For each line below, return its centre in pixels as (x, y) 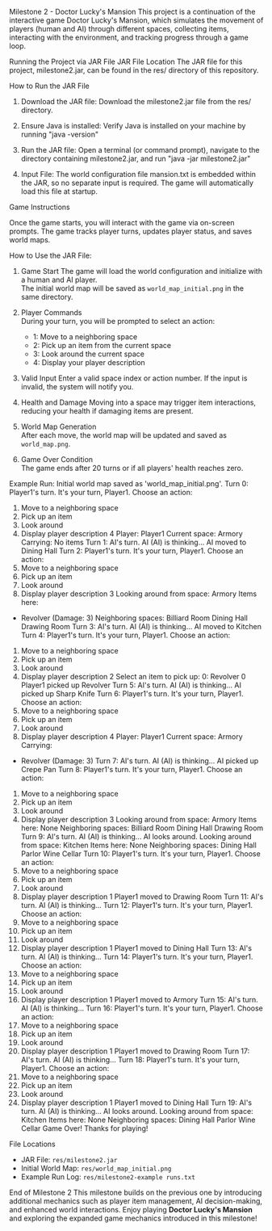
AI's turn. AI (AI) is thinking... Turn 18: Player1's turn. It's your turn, (130, 1060)
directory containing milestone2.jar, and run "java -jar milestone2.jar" (136, 158)
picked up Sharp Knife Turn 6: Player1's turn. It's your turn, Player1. (132, 693)
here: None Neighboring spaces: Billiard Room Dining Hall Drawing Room (142, 828)
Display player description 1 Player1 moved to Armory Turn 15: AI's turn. (140, 1000)
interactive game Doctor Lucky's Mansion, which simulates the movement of (136, 20)
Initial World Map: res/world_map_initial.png (96, 1168)
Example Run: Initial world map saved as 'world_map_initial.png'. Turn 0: (129, 483)
